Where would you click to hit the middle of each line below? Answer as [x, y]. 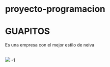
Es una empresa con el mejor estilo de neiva [50, 45]
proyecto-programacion [55, 9]
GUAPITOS [27, 32]
